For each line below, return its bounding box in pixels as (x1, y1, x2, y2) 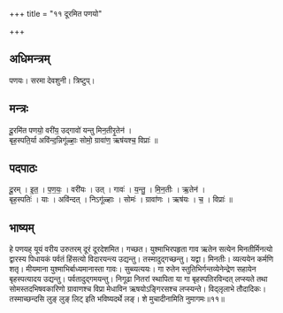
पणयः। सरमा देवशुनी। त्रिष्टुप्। (9, 75, 96, 86)
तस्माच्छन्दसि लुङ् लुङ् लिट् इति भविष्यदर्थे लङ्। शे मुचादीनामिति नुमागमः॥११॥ (9, 294, 226, 304)
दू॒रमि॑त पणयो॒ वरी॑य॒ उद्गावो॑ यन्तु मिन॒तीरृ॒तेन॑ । (9, 125, 133, 135)
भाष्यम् (9, 220, 34, 235)
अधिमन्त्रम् (9, 51, 50, 66)
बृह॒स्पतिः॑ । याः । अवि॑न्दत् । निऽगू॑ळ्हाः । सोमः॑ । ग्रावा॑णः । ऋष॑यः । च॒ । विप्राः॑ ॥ (9, 195, 233, 205)
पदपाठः (9, 161, 38, 176)
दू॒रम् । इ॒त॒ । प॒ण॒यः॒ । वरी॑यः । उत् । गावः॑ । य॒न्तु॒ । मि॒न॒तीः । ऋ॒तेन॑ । (9, 184, 206, 195)
